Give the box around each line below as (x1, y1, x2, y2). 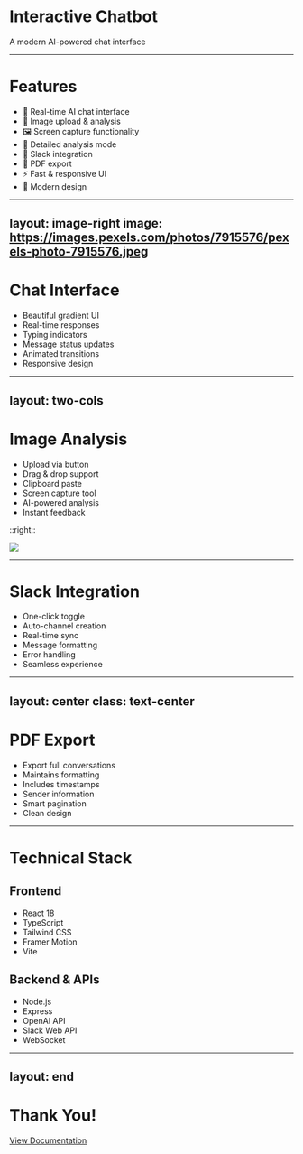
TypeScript (22, 917, 64, 927)
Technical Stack (9, 847, 133, 868)
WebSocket (22, 1034, 66, 1045)
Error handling (22, 649, 76, 660)
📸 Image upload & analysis (22, 116, 122, 126)
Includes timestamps (22, 778, 101, 789)
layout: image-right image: (9, 216, 163, 231)
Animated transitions (22, 349, 100, 359)
